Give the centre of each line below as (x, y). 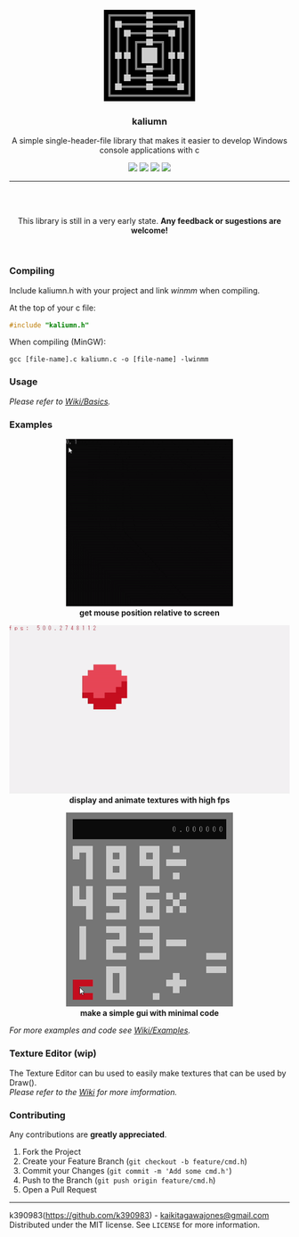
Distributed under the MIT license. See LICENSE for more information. (135, 1225)
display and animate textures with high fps (149, 800)
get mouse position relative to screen (149, 613)
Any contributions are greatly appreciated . (88, 1134)
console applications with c (149, 150)
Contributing (37, 1115)
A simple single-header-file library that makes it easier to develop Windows (149, 141)
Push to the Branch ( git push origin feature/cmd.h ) (119, 1180)
